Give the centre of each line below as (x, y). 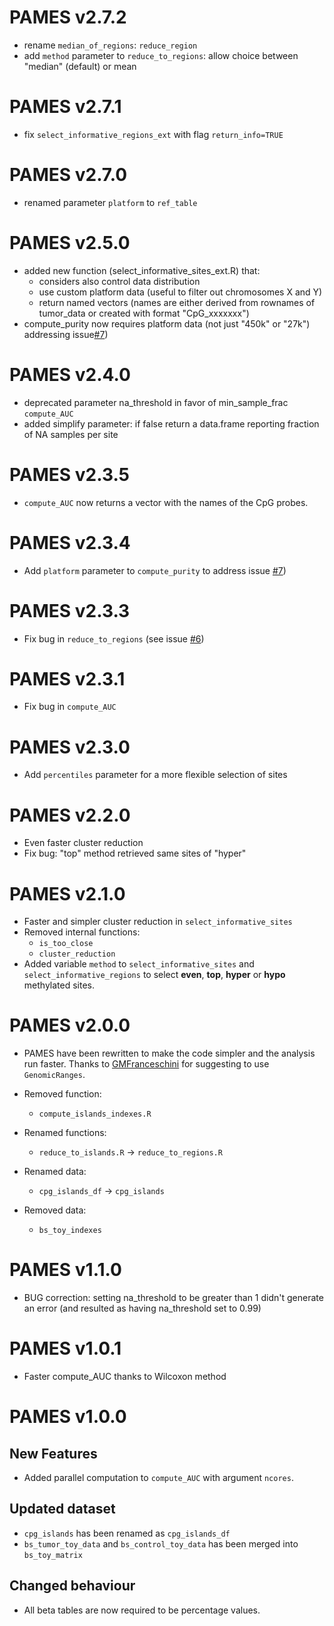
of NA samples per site (71, 434)
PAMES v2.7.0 (68, 175)
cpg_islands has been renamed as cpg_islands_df (127, 1533)
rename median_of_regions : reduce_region (110, 45)
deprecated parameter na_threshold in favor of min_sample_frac (156, 402)
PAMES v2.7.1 (65, 107)
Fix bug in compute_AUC (70, 707)
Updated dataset (62, 1509)
